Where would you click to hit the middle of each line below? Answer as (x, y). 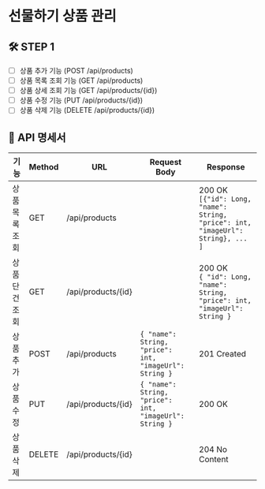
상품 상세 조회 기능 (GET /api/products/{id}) (88, 91)
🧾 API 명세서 (37, 138)
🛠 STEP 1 (32, 47)
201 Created (222, 354)
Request (166, 162)
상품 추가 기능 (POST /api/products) (77, 71)
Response (226, 167)
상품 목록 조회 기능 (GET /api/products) (81, 80)
